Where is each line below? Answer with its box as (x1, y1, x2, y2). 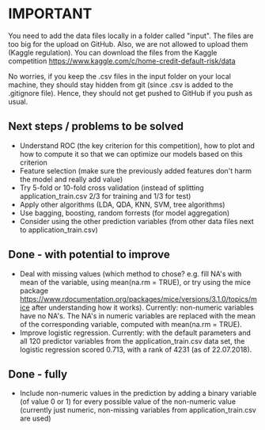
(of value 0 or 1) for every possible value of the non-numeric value (19, 397, 236, 406)
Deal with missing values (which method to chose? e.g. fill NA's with (19, 268, 242, 278)
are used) (19, 413, 51, 424)
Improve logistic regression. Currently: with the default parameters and (19, 328, 252, 337)
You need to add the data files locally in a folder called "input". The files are (8, 31, 254, 40)
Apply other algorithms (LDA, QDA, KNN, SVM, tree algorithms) (19, 200, 225, 209)
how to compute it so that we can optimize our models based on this (19, 149, 243, 158)
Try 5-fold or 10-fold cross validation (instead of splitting (19, 183, 204, 192)
